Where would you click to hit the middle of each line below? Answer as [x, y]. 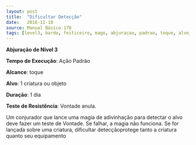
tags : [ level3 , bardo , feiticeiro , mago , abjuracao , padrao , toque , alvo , [99, 33]
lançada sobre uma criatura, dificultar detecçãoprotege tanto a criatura [91, 130]
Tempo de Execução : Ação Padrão [48, 61]
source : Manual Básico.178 [39, 28]
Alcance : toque [25, 72]
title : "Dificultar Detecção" [44, 17]
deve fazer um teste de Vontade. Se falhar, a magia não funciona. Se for [92, 123]
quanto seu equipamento [36, 136]
